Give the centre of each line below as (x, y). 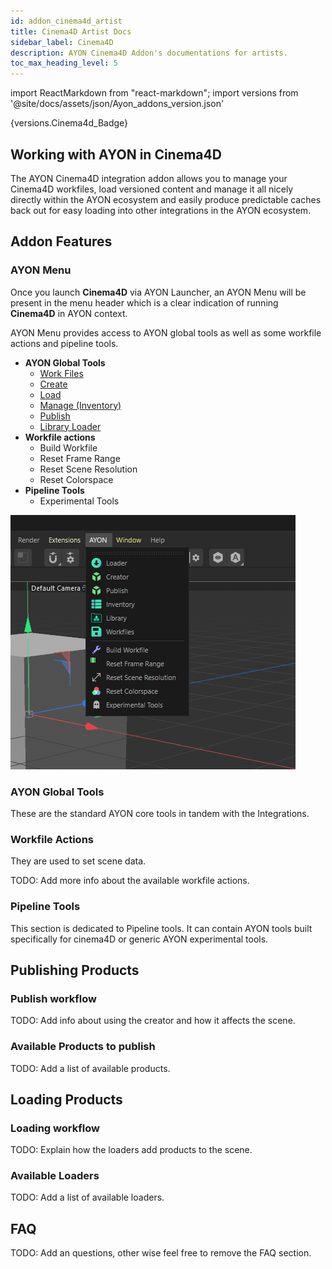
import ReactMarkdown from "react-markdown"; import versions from (154, 93)
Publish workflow (53, 998)
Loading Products (66, 1099)
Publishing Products (75, 970)
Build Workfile (68, 447)
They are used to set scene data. (78, 861)
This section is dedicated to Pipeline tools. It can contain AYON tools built (161, 928)
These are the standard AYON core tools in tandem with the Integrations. (160, 813)
